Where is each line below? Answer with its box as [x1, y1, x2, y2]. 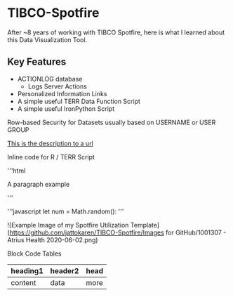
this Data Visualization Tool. [7, 35, 88, 44]
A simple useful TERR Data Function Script [17, 97, 140, 105]
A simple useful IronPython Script [17, 104, 114, 113]
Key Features [7, 56, 67, 68]
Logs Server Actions [27, 82, 88, 91]
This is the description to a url [7, 139, 93, 147]
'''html [7, 166, 26, 175]
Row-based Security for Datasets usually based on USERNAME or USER [7, 118, 216, 126]
